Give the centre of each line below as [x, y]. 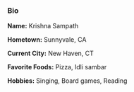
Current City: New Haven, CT [50, 53]
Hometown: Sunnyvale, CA [47, 40]
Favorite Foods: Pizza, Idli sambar [57, 67]
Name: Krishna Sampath [43, 26]
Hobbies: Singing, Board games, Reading [67, 81]
